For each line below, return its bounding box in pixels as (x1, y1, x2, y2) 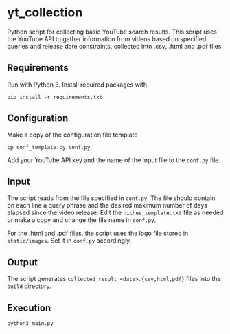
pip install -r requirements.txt (7, 93, 103, 100)
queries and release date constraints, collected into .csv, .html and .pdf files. (7, 42, 223, 50)
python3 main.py (7, 320, 54, 327)
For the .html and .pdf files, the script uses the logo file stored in (7, 229, 189, 238)
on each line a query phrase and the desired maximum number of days (7, 201, 208, 210)
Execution (7, 302, 51, 313)
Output (7, 256, 38, 268)
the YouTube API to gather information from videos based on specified (7, 34, 207, 43)
